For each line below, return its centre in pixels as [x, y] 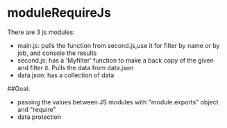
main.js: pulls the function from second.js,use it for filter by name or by [118, 45]
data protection [39, 117]
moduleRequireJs [59, 13]
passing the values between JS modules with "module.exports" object [118, 102]
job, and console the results [57, 53]
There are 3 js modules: [41, 32]
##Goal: [18, 88]
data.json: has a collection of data [66, 75]
